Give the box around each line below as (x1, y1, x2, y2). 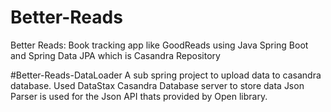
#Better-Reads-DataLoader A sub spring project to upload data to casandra (10, 69, 322, 81)
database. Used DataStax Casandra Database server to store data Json (10, 79, 305, 91)
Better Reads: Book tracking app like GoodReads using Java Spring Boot (10, 39, 309, 51)
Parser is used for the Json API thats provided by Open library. (10, 90, 268, 102)
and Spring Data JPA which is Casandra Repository (10, 49, 221, 61)
